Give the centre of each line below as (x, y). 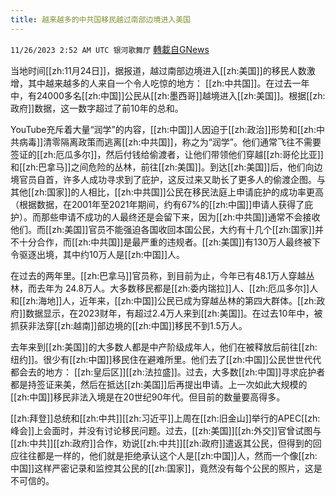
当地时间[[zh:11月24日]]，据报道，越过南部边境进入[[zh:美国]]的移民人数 (158, 70)
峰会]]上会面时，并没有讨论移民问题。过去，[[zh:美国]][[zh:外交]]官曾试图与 (166, 430)
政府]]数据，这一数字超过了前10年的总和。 (97, 108)
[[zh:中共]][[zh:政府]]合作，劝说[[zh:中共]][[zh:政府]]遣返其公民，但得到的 (161, 443)
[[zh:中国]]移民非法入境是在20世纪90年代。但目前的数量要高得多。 (148, 397)
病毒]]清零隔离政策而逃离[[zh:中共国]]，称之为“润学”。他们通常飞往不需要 (170, 142)
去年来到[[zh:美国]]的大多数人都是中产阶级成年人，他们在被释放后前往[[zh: (164, 347)
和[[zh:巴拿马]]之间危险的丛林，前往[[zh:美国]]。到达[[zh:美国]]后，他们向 (162, 167)
